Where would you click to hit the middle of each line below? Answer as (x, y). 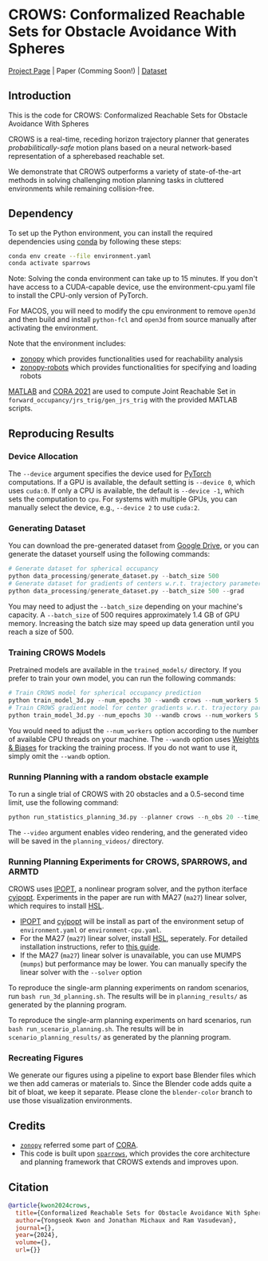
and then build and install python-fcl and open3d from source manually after (132, 319)
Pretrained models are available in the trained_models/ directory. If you (125, 670)
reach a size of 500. (41, 632)
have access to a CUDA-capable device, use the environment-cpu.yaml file (132, 287)
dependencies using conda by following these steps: (95, 241)
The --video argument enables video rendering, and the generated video (128, 832)
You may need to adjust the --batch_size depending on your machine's (126, 606)
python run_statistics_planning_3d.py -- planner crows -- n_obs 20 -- (126, 817)
